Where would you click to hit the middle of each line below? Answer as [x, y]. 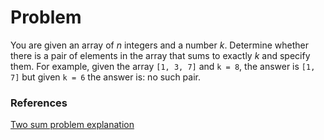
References [39, 103]
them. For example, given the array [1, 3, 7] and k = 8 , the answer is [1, [163, 66]
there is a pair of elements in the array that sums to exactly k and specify [160, 55]
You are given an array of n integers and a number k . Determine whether [159, 45]
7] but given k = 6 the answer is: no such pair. [105, 77]
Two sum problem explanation [72, 125]
